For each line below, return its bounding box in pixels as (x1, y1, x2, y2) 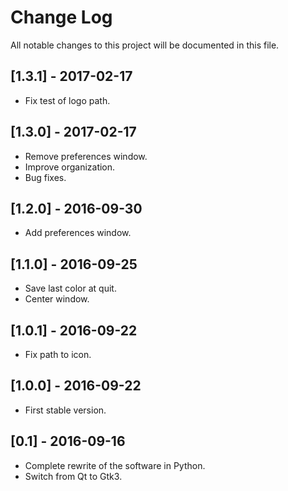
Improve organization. (24, 161, 116, 173)
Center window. (24, 293, 90, 305)
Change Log (10, 6, 113, 29)
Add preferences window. (24, 227, 132, 239)
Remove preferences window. (24, 150, 148, 162)
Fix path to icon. (24, 349, 92, 360)
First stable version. (24, 404, 107, 416)
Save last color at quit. (24, 282, 117, 295)
